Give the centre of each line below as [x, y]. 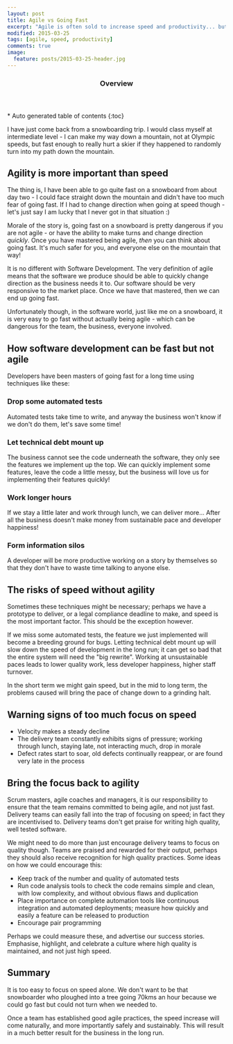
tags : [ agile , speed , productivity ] [60, 40]
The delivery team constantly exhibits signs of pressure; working [110, 739]
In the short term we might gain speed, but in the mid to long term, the [107, 686]
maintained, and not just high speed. [59, 951]
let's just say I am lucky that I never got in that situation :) [88, 212]
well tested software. [37, 829]
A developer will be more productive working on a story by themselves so [112, 560]
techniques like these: [38, 383]
